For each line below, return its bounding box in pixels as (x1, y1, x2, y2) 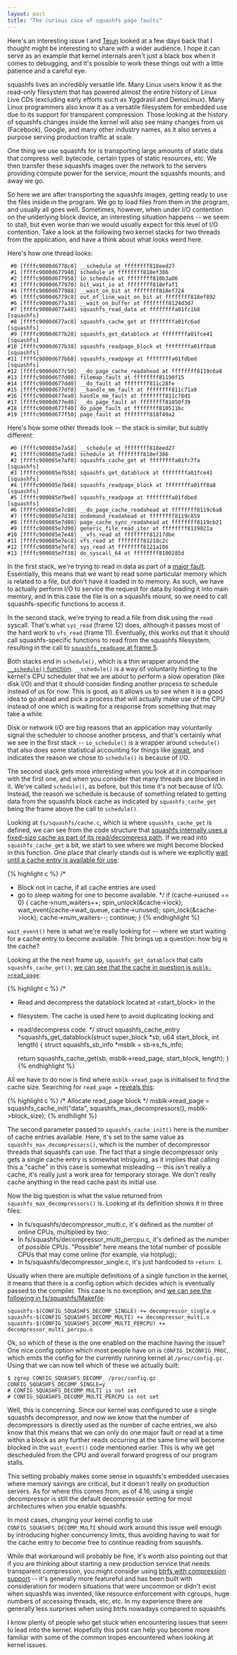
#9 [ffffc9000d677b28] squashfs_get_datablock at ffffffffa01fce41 (10, 330, 213, 338)
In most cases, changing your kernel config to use (7, 1515, 153, 1524)
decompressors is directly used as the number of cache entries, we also (7, 1420, 217, 1429)
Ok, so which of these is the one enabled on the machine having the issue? (7, 1338, 226, 1347)
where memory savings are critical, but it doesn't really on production (7, 1479, 209, 1488)
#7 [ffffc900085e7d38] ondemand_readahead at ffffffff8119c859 (10, 512, 200, 519)
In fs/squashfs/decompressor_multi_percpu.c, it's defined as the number (17, 1235, 229, 1244)
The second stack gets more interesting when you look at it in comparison (7, 767, 223, 775)
